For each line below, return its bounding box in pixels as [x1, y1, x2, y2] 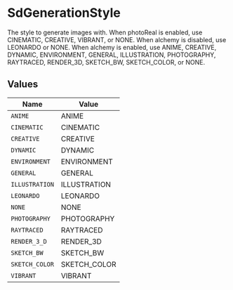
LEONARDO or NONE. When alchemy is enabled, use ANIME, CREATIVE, [7, 43, 217, 51]
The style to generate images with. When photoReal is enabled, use [7, 28, 203, 37]
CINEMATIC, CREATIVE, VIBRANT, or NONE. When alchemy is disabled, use [7, 35, 227, 44]
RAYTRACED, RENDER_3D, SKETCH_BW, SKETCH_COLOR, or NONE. [7, 58, 206, 66]
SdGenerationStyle [7, 5, 121, 21]
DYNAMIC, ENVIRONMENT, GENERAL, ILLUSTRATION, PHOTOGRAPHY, [7, 51, 216, 59]
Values [7, 79, 39, 91]
